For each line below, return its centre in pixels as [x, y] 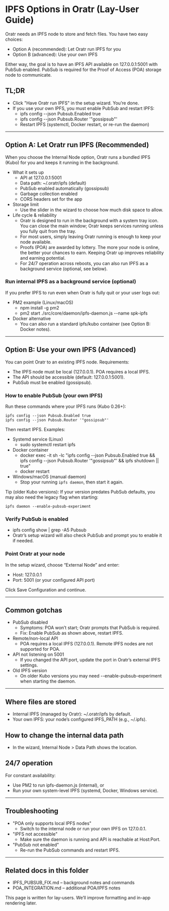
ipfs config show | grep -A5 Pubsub [49, 530]
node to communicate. [28, 75]
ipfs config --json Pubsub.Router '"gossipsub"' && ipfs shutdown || [90, 460]
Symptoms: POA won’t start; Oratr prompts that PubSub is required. [90, 628]
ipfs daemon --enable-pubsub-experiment [48, 506]
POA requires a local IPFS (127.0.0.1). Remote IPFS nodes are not [87, 644]
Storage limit [26, 204]
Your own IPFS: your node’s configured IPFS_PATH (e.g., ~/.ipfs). [79, 719]
